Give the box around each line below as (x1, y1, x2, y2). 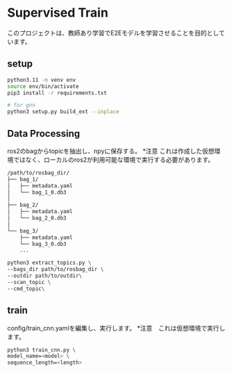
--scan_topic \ (7, 279, 51, 285)
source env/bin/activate (7, 83, 79, 90)
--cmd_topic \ (7, 285, 45, 292)
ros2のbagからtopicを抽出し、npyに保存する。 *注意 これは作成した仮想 (7, 147, 215, 155)
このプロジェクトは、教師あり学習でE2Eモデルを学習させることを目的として (7, 28, 225, 37)
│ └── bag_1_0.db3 (7, 189, 67, 196)
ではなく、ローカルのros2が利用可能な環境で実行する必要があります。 (13, 155, 214, 164)
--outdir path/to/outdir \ (7, 272, 82, 279)
